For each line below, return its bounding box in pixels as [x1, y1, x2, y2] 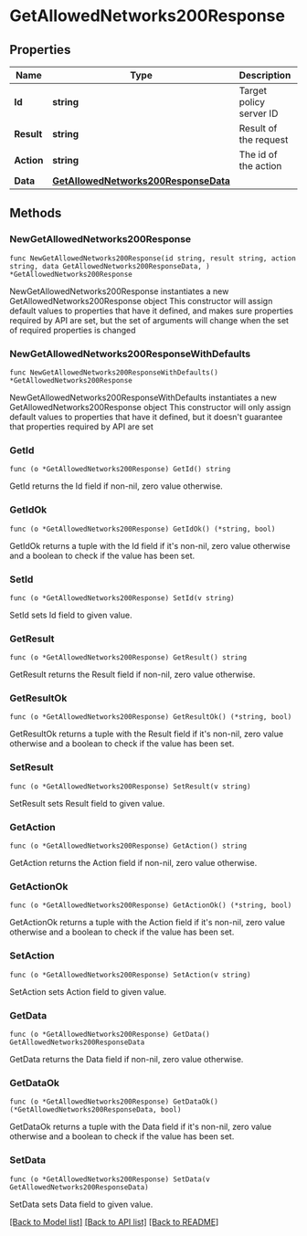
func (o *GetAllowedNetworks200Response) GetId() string [9, 465, 231, 474]
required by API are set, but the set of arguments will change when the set [9, 314, 290, 325]
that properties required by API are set [9, 421, 153, 432]
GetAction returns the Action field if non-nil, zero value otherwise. [9, 858, 258, 869]
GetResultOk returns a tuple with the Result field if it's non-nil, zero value [9, 728, 284, 740]
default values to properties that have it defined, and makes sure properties [9, 305, 294, 316]
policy [238, 96, 265, 108]
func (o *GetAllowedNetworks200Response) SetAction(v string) [9, 970, 251, 979]
